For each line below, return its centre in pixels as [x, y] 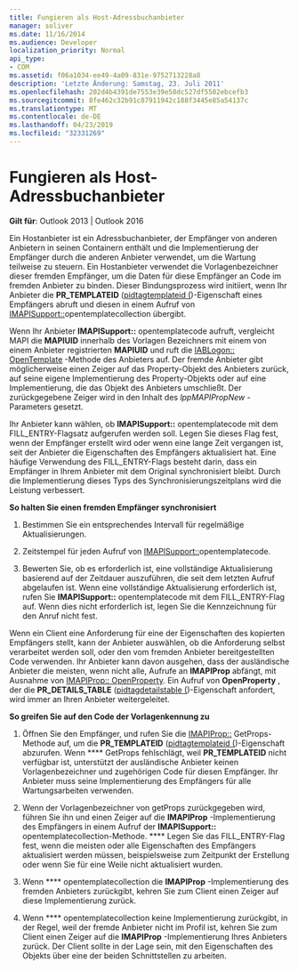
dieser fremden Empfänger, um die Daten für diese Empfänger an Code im [145, 276]
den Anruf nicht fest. [60, 616]
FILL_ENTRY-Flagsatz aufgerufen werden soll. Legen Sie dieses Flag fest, [144, 433]
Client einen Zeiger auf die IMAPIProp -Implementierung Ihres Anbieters [154, 936]
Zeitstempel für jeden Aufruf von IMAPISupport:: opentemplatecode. [146, 551]
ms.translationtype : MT [53, 109]
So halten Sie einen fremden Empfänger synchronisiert [113, 507]
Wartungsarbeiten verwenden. [78, 790]
